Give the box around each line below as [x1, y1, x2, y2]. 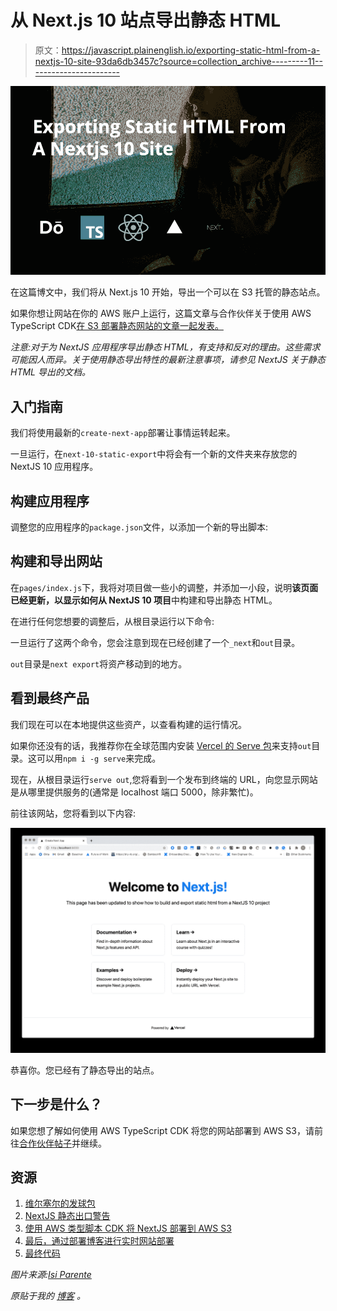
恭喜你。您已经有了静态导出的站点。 [10, 1064, 160, 1076]
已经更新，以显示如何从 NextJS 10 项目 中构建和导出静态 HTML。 [10, 594, 278, 606]
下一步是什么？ [10, 1096, 103, 1113]
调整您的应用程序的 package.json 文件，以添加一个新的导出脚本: [10, 521, 268, 533]
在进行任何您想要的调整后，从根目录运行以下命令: [10, 615, 215, 627]
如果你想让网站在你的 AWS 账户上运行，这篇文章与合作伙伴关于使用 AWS [10, 307, 312, 320]
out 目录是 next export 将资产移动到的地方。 [10, 657, 188, 670]
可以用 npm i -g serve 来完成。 [36, 752, 162, 764]
